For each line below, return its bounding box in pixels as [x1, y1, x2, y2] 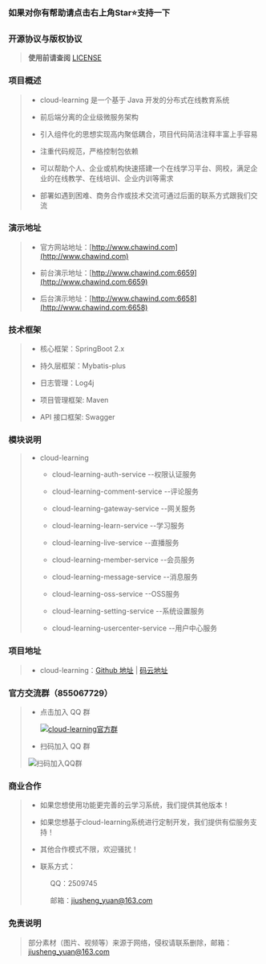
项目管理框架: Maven [39, 396, 109, 405]
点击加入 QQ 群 [39, 708, 91, 716]
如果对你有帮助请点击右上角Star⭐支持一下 [8, 6, 171, 18]
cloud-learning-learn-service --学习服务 [51, 521, 185, 531]
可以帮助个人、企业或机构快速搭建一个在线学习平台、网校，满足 [39, 163, 251, 173]
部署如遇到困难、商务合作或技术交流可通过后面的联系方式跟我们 [39, 191, 251, 200]
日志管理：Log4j [39, 378, 95, 388]
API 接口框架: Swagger [39, 412, 115, 422]
